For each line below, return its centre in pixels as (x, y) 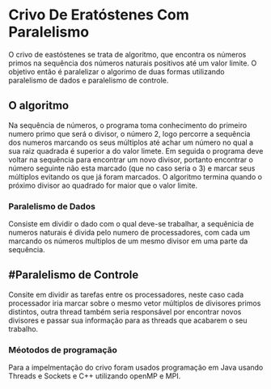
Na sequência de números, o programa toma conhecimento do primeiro (128, 125)
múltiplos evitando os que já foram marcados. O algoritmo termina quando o (135, 176)
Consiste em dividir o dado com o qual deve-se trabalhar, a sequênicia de (131, 224)
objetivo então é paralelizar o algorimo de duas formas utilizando (116, 71)
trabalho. (23, 328)
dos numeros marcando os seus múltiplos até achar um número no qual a (131, 142)
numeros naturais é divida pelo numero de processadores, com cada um (129, 233)
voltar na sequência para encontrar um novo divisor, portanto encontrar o (131, 159)
